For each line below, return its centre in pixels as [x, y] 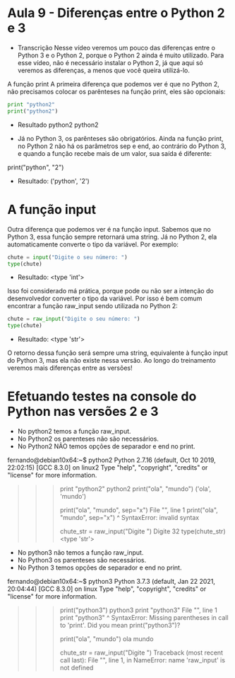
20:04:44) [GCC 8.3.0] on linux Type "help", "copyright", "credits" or [107, 589]
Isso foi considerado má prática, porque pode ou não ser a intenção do [110, 291]
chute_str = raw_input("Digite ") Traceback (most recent [141, 652]
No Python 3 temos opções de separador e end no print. [100, 567]
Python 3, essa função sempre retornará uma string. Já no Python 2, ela [112, 237]
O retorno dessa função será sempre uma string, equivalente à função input [117, 353]
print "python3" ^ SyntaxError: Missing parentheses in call [144, 618]
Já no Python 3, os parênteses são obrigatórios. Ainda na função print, [120, 138]
